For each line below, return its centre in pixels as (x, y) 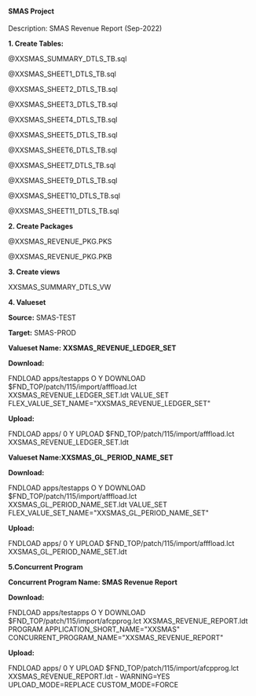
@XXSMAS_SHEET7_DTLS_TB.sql (62, 166)
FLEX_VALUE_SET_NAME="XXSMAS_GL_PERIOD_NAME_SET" (109, 513)
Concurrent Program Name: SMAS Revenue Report (93, 582)
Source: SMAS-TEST (42, 317)
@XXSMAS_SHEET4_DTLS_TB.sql (63, 120)
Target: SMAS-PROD (42, 333)
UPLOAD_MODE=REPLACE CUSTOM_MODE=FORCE (93, 685)
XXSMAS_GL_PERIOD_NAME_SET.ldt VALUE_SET (88, 505)
